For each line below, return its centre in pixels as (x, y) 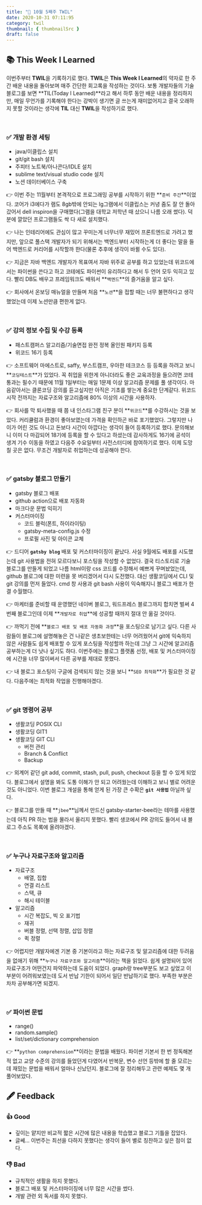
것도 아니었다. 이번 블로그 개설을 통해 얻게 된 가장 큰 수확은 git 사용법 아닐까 (96, 790)
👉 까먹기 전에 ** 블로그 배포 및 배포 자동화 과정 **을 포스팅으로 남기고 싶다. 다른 (98, 626)
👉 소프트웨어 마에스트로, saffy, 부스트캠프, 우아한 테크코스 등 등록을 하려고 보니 (101, 365)
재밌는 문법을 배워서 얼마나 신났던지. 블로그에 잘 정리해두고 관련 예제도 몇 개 (102, 1068)
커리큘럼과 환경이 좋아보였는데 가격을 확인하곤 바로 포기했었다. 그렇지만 (103, 420)
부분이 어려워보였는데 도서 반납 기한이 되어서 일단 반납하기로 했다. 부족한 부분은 (99, 976)
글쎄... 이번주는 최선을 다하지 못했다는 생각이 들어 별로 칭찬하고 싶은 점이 (100, 1141)
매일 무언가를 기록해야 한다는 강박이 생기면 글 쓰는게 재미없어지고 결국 (96, 101)
